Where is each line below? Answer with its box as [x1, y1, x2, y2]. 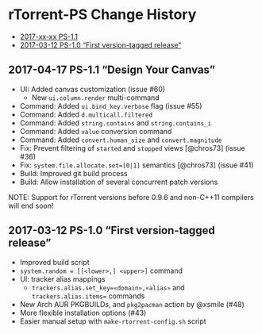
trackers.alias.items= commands [31, 291, 145, 301]
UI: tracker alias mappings [19, 274, 106, 283]
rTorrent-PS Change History [8, 6, 197, 24]
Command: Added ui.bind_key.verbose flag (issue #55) [19, 101, 202, 110]
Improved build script [19, 257, 90, 267]
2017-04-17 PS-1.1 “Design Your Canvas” [8, 63, 216, 77]
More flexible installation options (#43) [19, 308, 147, 317]
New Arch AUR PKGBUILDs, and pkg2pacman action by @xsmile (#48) [19, 299, 245, 309]
